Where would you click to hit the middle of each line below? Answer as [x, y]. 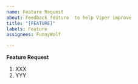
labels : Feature [27, 29]
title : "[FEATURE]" [31, 23]
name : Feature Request [35, 12]
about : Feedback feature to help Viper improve [69, 18]
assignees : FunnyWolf [34, 35]
